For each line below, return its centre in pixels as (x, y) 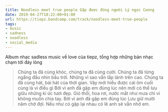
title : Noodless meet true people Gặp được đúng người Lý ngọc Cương (80, 10)
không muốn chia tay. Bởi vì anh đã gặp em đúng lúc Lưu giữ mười (86, 98)
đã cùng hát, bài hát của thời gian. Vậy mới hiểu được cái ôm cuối (85, 82)
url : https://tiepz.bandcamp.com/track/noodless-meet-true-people (76, 19)
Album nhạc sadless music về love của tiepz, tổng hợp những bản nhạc (79, 57)
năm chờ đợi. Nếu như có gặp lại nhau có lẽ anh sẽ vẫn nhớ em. (84, 104)
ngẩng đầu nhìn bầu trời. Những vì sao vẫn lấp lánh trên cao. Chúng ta (91, 77)
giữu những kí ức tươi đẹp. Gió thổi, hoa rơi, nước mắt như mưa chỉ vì (89, 93)
